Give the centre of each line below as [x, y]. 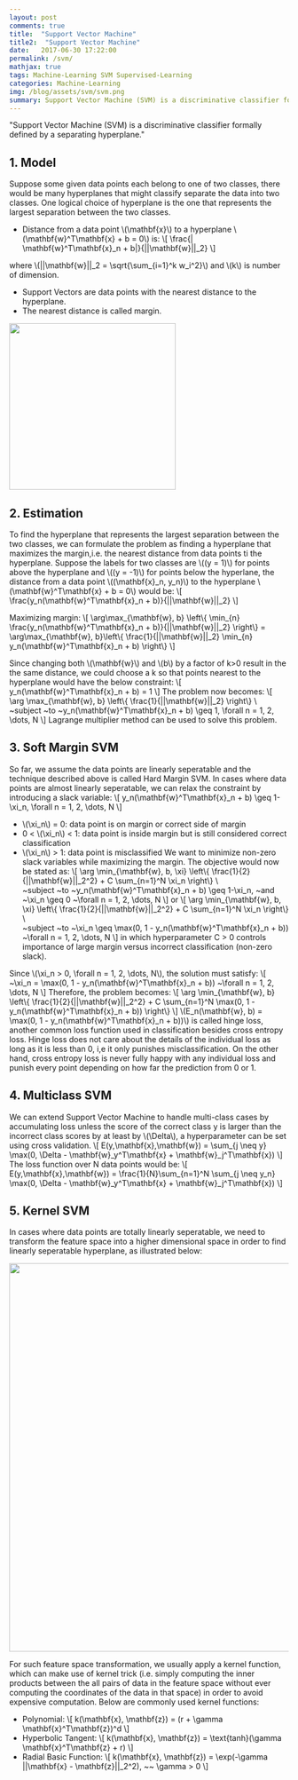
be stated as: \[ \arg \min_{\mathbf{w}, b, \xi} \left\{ [116, 871]
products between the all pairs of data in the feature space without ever [140, 1683]
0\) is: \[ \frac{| [166, 239]
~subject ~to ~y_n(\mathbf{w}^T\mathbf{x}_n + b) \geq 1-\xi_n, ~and [148, 890]
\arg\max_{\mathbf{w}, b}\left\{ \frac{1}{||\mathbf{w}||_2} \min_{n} [131, 637]
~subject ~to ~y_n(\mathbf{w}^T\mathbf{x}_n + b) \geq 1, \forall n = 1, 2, [142, 710]
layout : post [33, 17]
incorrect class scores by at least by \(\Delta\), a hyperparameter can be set [148, 1135]
